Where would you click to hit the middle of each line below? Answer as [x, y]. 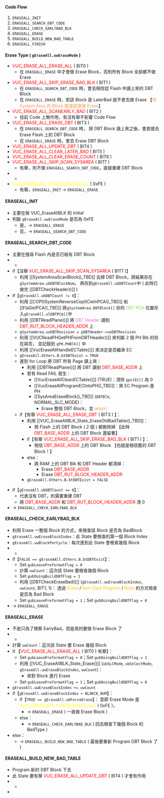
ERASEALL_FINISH [29, 44]
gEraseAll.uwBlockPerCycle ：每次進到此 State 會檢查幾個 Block [76, 543]
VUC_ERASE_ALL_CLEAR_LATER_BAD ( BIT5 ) [59, 152]
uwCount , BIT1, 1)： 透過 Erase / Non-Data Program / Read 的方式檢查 [88, 588]
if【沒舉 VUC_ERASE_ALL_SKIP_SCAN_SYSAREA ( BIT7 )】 [71, 271]
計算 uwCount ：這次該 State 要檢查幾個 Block [64, 571]
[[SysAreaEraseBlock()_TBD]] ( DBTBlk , [72, 396]
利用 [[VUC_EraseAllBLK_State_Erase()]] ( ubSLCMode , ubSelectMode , [86, 663]
